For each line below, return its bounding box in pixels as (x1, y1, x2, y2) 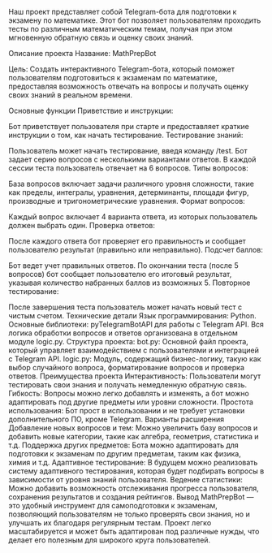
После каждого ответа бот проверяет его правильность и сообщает (8, 236, 246, 246)
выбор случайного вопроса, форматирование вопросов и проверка (8, 363, 245, 372)
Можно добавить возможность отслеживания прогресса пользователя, (8, 483, 260, 493)
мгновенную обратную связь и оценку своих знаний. (8, 32, 194, 42)
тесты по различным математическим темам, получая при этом (8, 24, 233, 33)
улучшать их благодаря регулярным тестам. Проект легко (8, 518, 212, 527)
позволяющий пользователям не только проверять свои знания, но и (8, 509, 250, 519)
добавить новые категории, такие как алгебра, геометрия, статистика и (8, 432, 259, 441)
